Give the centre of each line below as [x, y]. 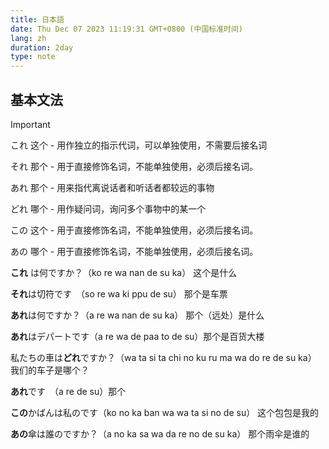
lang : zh [28, 38]
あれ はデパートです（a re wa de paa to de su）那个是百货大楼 [137, 336]
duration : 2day [42, 47]
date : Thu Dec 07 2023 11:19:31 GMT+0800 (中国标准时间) [127, 29]
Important [30, 124]
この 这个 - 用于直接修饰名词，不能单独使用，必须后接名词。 [134, 230]
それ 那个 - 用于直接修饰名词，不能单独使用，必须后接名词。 [134, 166]
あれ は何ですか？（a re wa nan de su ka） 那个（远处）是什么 [137, 315]
